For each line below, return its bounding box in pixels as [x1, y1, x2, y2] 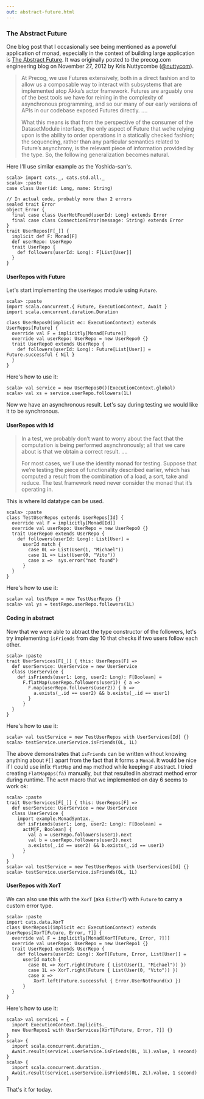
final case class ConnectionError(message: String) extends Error [12, 217, 184, 223]
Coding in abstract [6, 614, 55, 622]
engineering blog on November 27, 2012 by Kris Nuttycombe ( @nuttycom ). [6, 62, 194, 70]
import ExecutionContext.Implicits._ [12, 1021, 108, 1028]
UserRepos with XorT [6, 882, 62, 889]
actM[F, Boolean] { [22, 826, 72, 832]
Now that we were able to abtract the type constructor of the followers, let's [6, 628, 197, 635]
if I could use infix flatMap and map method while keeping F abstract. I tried [6, 763, 193, 770]
